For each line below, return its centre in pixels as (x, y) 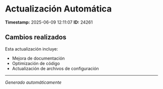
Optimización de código (36, 63)
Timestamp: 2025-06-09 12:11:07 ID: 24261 (49, 22)
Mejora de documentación (38, 58)
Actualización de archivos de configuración (56, 68)
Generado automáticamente (33, 82)
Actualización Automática (58, 9)
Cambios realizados (36, 37)
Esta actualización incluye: (32, 49)
